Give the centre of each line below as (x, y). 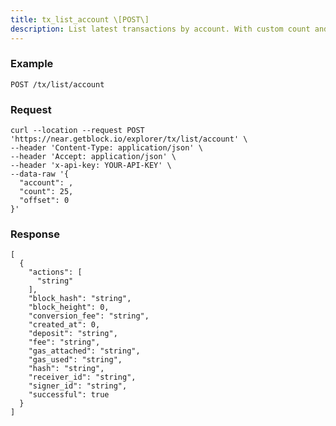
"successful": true (69, 395)
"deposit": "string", (73, 334)
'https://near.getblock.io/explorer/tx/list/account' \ (129, 139)
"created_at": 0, (64, 325)
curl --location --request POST (77, 131)
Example (32, 64)
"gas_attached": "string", (84, 351)
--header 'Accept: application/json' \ (93, 157)
